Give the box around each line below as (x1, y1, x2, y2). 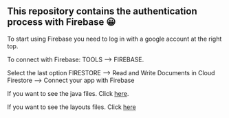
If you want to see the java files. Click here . (7, 89, 129, 97)
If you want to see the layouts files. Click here (7, 103, 136, 111)
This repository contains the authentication (7, 6, 197, 17)
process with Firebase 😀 (7, 17, 116, 28)
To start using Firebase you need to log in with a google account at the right (7, 35, 222, 43)
